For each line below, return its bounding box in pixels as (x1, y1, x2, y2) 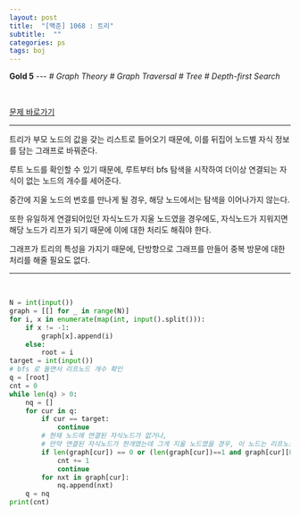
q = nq (25, 489, 50, 499)
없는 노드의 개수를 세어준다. (25, 175, 122, 186)
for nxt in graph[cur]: (41, 473, 129, 482)
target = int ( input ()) (9, 357, 94, 366)
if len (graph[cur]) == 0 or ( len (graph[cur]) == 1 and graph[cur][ (41, 448, 290, 457)
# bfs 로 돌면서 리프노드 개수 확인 (9, 365, 123, 374)
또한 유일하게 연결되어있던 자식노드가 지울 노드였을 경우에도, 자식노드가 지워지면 (9, 214, 288, 224)
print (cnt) (9, 498, 50, 507)
